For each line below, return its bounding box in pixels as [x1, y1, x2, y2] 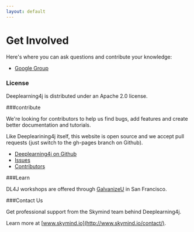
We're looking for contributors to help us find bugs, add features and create [6, 115, 188, 122]
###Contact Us [6, 197, 43, 204]
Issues [14, 156, 31, 163]
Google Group [14, 64, 49, 71]
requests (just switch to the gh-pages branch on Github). [6, 139, 143, 146]
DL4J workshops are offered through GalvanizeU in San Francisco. [6, 185, 168, 192]
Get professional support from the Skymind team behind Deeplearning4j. [6, 208, 182, 215]
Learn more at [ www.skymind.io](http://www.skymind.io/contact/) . [6, 219, 167, 226]
